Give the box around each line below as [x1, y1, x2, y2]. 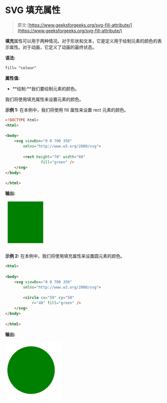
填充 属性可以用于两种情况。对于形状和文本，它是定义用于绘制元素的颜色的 [5, 38, 158, 44]
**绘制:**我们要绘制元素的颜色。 [12, 85, 80, 91]
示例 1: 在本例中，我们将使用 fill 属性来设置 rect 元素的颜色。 [5, 107, 129, 113]
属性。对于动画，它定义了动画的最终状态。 [9, 44, 97, 50]
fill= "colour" [5, 65, 37, 70]
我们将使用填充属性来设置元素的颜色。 [5, 96, 83, 102]
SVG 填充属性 [5, 4, 61, 16]
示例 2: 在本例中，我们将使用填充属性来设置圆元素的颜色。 [5, 253, 125, 259]
